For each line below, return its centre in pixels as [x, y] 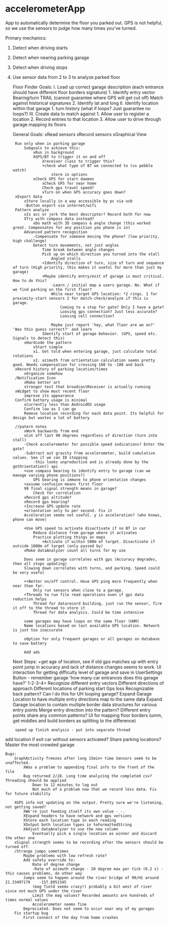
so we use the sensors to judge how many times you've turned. [71, 28]
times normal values [27, 900]
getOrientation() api [35, 466]
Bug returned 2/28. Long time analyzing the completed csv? [88, 776]
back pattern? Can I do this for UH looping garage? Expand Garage [82, 693]
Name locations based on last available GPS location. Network [92, 626]
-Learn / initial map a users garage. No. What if [105, 285]
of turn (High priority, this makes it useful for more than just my [87, 267]
